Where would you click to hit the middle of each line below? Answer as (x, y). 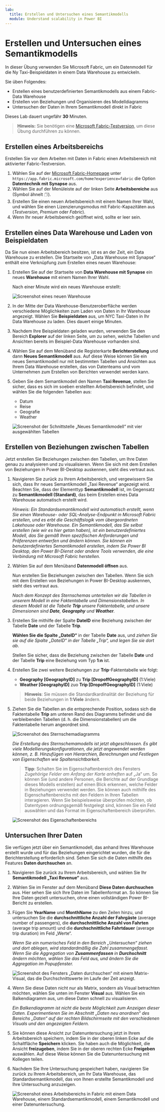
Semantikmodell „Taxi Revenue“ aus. (51, 878)
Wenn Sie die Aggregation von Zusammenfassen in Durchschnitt (79, 953)
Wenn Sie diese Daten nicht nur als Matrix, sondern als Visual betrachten (86, 988)
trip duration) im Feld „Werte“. (42, 933)
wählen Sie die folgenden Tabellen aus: (52, 391)
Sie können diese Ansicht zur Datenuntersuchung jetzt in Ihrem (76, 1033)
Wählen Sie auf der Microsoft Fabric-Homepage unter (67, 173)
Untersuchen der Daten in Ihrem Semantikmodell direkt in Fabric (77, 107)
